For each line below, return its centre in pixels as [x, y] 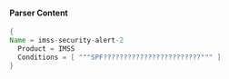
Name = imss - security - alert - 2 [67, 41]
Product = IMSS [46, 49]
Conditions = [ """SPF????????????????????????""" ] [119, 57]
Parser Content [39, 13]
